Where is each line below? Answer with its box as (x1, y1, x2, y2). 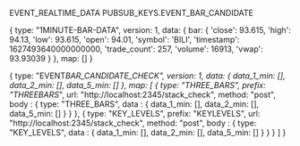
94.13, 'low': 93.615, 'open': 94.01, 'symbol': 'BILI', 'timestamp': (9, 35, 240, 45)
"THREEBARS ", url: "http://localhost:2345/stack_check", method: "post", (9, 89, 276, 100)
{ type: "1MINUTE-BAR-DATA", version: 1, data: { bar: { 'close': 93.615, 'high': (9, 25, 291, 35)
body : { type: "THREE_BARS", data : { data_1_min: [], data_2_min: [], (9, 99, 260, 109)
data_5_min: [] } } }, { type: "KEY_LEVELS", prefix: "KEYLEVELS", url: (9, 109, 261, 118)
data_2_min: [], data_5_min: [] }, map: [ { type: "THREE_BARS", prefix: (9, 80, 266, 90)
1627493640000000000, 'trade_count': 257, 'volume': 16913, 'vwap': (9, 44, 264, 54)
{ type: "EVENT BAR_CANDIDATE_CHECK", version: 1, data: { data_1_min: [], (9, 70, 286, 81)
